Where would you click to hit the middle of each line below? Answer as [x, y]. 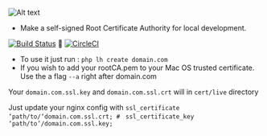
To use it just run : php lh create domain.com [94, 59]
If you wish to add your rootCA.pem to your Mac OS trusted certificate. [137, 68]
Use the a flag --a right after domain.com [88, 76]
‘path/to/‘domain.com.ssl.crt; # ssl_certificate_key [101, 117]
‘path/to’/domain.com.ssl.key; [61, 124]
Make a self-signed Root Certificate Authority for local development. [133, 28]
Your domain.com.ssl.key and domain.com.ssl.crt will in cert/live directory [133, 92]
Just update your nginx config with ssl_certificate [94, 107]
